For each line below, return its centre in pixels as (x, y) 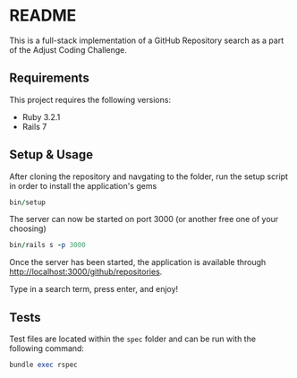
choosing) (28, 228)
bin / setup (28, 202)
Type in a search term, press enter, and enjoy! (94, 289)
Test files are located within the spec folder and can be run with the (133, 339)
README (43, 16)
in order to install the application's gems (83, 185)
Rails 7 (34, 126)
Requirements (49, 78)
